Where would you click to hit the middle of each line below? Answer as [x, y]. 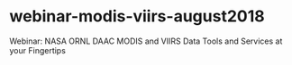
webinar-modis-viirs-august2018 [137, 16]
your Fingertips [37, 50]
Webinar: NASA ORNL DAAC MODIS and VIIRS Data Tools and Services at [146, 41]
